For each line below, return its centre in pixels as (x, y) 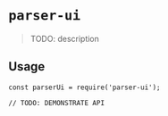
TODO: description (65, 38)
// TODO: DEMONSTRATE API (56, 103)
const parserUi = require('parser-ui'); (85, 87)
